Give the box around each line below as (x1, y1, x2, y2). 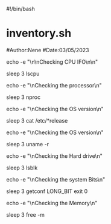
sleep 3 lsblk (6, 164, 38, 171)
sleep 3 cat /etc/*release (6, 117, 68, 124)
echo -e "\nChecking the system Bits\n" (6, 175, 106, 183)
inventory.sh (6, 27, 72, 40)
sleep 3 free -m (6, 211, 45, 218)
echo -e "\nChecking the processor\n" (6, 81, 103, 89)
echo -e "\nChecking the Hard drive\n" (6, 152, 103, 160)
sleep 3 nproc (6, 93, 41, 101)
